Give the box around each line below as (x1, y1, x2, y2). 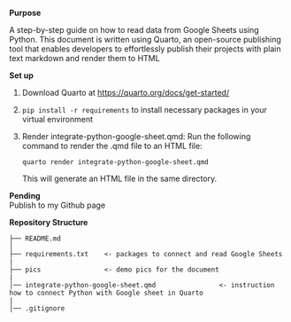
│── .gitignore (9, 304, 65, 313)
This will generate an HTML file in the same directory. (21, 173, 218, 184)
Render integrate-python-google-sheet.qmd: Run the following (21, 131, 251, 141)
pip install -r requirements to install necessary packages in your (21, 105, 267, 114)
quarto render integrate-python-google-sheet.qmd (21, 158, 210, 167)
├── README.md (9, 234, 62, 243)
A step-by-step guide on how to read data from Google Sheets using (9, 25, 259, 35)
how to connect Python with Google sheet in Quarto (9, 288, 203, 297)
